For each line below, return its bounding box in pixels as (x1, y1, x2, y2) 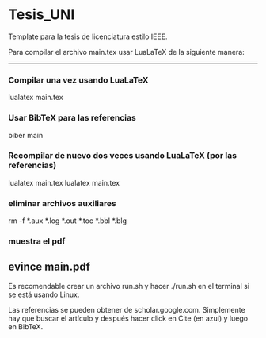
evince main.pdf (8, 260, 91, 274)
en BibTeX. (8, 321, 44, 331)
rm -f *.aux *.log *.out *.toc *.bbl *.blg (8, 216, 127, 225)
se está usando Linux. (8, 290, 80, 299)
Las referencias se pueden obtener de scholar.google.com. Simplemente (8, 305, 245, 314)
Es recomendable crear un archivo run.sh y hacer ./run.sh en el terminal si (8, 281, 250, 290)
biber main (8, 130, 44, 140)
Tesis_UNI (8, 6, 75, 24)
